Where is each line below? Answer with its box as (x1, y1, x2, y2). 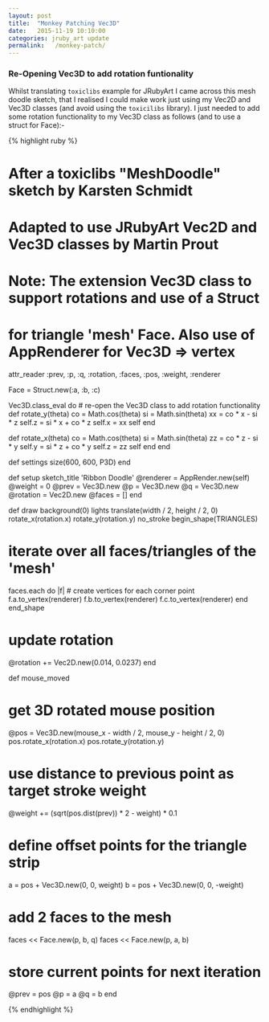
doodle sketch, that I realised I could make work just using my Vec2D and (8, 95, 251, 104)
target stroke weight (8, 781, 147, 799)
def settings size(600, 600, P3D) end (8, 457, 131, 467)
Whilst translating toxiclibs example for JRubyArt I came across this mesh (8, 86, 256, 96)
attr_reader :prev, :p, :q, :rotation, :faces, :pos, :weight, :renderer (8, 369, 221, 378)
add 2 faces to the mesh (8, 908, 172, 926)
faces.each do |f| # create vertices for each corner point (8, 586, 195, 595)
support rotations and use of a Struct (8, 288, 260, 307)
